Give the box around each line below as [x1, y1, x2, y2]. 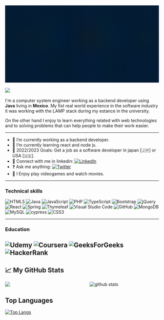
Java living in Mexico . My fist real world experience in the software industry [5, 102, 158, 108]
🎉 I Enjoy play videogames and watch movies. [12, 171, 104, 176]
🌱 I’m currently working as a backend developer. [12, 137, 110, 143]
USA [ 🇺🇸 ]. [12, 152, 35, 158]
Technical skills [5, 187, 43, 194]
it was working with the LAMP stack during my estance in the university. [5, 108, 150, 114]
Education [5, 226, 30, 233]
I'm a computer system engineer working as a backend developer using [5, 98, 149, 103]
